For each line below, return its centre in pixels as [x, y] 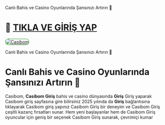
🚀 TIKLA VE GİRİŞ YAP [51, 28]
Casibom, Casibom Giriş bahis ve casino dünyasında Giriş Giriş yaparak [79, 96]
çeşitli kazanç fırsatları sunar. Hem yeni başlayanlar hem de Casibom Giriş [80, 112]
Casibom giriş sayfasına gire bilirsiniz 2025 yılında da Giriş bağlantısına [78, 101]
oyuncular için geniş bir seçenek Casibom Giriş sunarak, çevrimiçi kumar [79, 117]
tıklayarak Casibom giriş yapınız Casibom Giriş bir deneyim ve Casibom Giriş [83, 107]
